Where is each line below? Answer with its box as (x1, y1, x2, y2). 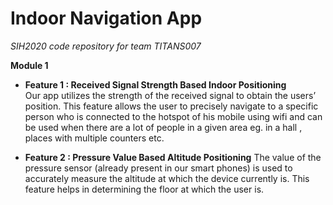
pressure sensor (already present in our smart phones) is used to (24, 162, 293, 174)
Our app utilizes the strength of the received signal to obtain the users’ (24, 89, 317, 101)
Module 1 (10, 59, 49, 71)
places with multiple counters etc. (24, 132, 165, 144)
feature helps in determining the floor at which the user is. (24, 183, 265, 195)
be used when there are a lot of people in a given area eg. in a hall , (24, 121, 303, 133)
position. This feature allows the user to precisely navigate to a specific (24, 100, 319, 112)
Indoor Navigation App (10, 7, 203, 30)
